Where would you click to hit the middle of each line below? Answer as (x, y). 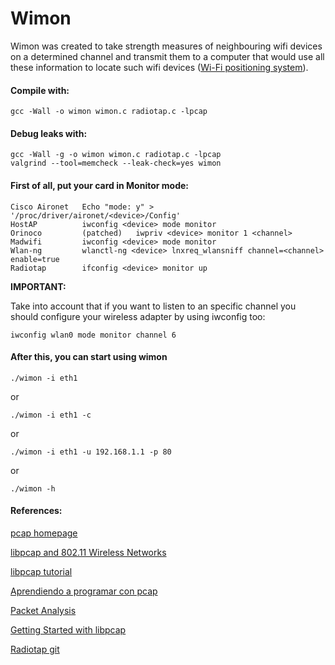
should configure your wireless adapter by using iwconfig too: (138, 316)
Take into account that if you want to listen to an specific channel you (153, 306)
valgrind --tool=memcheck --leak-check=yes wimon (116, 163)
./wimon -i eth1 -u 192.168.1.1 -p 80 (91, 452)
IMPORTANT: (38, 286)
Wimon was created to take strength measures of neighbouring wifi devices (166, 46)
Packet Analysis (43, 610)
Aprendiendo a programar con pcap (84, 591)
